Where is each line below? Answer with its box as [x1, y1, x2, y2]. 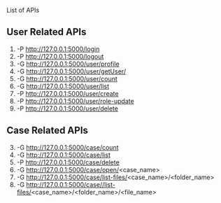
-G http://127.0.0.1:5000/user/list [16, 82, 110, 90]
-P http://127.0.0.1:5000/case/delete [16, 157, 120, 167]
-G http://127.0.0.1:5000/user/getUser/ [16, 66, 127, 76]
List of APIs [6, 6, 40, 14]
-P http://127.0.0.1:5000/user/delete [16, 104, 118, 113]
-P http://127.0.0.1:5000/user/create [16, 89, 119, 97]
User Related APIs [6, 26, 87, 38]
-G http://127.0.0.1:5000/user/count [16, 74, 118, 83]
